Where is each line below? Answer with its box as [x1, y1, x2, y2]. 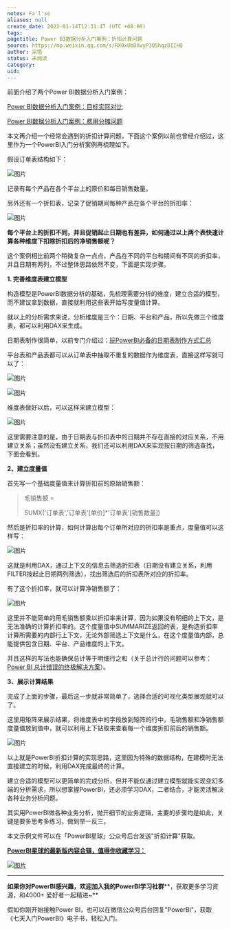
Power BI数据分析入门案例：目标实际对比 [7, 102, 123, 110]
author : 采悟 [7, 49, 43, 56]
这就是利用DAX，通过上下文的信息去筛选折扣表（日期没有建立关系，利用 [7, 561, 212, 569]
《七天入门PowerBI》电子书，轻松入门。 [7, 914, 122, 922]
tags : [7, 29, 23, 37]
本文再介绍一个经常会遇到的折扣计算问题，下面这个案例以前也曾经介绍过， [7, 132, 218, 140]
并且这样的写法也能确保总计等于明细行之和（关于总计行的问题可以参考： [7, 654, 212, 662]
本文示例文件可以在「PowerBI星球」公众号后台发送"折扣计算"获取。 [7, 832, 199, 840]
